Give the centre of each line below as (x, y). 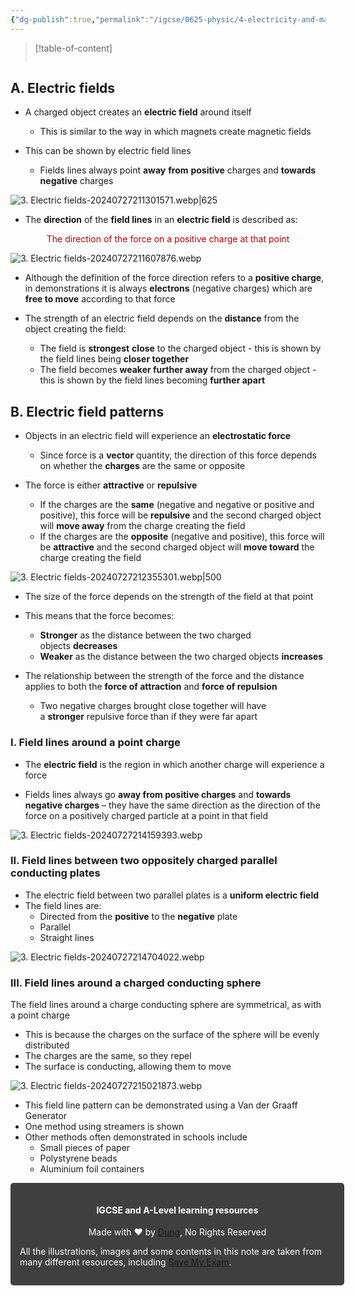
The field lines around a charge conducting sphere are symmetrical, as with (166, 1005)
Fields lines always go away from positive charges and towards (158, 794)
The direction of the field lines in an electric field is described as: (161, 220)
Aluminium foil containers (92, 1169)
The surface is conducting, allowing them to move (128, 1067)
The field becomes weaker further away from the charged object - (178, 370)
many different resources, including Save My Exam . (125, 1262)
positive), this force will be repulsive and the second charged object (180, 515)
